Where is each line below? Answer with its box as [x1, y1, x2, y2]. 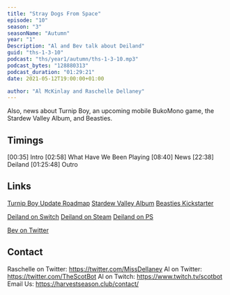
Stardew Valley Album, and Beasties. [7, 114, 113, 123]
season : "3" [7, 23, 42, 30]
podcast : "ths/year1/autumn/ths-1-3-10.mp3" [7, 56, 139, 63]
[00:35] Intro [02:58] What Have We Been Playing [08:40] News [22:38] [7, 153, 214, 161]
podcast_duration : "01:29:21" [7, 68, 95, 75]
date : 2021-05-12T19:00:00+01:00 [7, 75, 105, 82]
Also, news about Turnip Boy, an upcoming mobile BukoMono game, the [7, 107, 215, 115]
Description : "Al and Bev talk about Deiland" [7, 43, 145, 50]
